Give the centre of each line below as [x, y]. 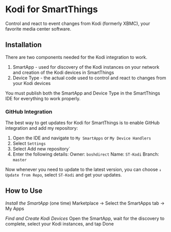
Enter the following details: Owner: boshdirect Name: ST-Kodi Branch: [86, 154]
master [20, 160]
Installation [23, 45]
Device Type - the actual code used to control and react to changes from [89, 78]
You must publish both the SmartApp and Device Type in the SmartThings [83, 93]
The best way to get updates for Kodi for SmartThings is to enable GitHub [82, 123]
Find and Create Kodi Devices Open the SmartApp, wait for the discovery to [85, 218]
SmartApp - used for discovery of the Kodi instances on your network [86, 67]
